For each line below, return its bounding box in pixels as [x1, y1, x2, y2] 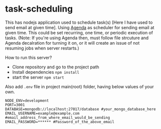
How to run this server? [5, 54, 52, 60]
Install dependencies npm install [12, 69, 80, 75]
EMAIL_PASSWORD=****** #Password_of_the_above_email [5, 119, 115, 124]
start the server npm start [12, 74, 64, 80]
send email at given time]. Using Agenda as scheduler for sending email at [5, 24, 155, 30]
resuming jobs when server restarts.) [5, 45, 80, 51]
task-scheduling [5, 3, 73, 15]
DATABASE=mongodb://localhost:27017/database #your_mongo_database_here [5, 107, 156, 112]
